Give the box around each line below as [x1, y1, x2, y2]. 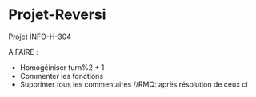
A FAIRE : [8, 47, 38, 56]
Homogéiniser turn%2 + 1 [19, 62, 105, 72]
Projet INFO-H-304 [8, 32, 72, 41]
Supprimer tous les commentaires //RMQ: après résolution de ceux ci [19, 80, 248, 89]
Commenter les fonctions [19, 71, 104, 80]
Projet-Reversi [8, 6, 106, 24]
